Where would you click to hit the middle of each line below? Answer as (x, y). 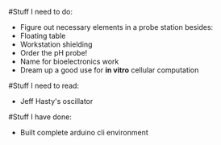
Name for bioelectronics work (69, 61)
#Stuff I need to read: (44, 85)
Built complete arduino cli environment (84, 133)
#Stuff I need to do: (41, 12)
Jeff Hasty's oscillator (56, 101)
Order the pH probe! (54, 53)
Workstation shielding (56, 44)
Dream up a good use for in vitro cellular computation (109, 70)
